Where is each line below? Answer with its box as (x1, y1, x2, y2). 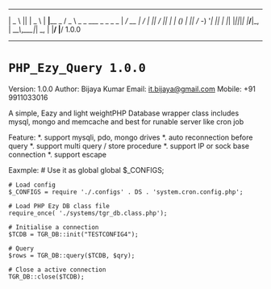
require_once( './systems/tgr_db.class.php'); (8, 209, 168, 217)
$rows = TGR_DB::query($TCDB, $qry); (8, 251, 135, 259)
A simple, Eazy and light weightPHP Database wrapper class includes (8, 108, 240, 118)
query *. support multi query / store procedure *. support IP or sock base (8, 140, 250, 150)
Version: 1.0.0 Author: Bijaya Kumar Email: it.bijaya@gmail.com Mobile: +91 (8, 84, 256, 94)
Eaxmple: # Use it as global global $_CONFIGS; (8, 165, 165, 174)
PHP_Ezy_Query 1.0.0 (8, 61, 147, 76)
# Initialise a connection (8, 223, 99, 231)
